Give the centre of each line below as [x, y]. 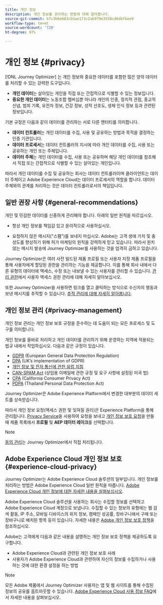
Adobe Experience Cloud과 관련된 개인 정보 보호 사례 [64, 553]
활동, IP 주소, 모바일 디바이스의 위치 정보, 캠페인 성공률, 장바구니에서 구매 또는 [84, 514]
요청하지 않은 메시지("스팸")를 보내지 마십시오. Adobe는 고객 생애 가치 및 [81, 236]
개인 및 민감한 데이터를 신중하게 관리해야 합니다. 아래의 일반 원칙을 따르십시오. [79, 215]
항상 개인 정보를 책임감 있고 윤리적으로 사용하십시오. [61, 225]
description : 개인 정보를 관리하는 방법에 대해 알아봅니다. [57, 14]
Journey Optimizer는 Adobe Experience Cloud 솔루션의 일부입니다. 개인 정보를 [82, 479]
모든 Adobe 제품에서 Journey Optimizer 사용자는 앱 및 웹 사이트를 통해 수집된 [80, 585]
